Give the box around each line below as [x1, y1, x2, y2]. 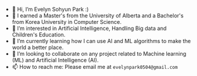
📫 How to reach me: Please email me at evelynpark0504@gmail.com [11, 63, 178, 70]
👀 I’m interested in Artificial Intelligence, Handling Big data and [11, 25, 167, 32]
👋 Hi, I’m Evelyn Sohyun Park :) [11, 6, 89, 13]
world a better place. [11, 44, 64, 51]
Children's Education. [11, 31, 66, 38]
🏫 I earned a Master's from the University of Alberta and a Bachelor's [11, 12, 184, 19]
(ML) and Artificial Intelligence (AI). [11, 57, 99, 63]
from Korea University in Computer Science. [11, 19, 122, 25]
